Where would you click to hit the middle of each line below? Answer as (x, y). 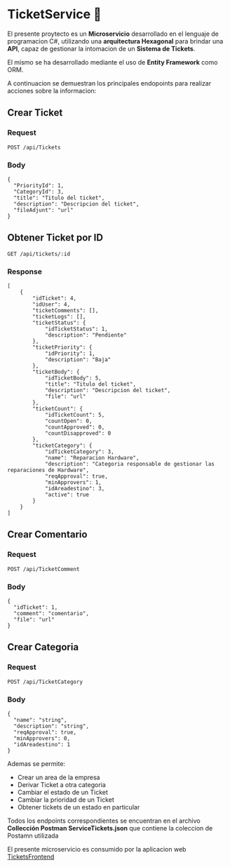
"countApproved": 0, (75, 427)
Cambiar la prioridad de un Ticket (66, 800)
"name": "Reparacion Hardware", (92, 458)
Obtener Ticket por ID (55, 238)
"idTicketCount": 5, (75, 415)
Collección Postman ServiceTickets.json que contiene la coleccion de (110, 828)
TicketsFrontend (31, 856)
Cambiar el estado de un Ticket (63, 792)
